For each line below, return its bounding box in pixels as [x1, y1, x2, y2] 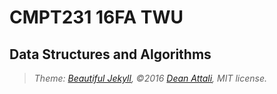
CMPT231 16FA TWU [9, 6, 184, 29]
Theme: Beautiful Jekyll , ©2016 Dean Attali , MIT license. [33, 72, 268, 84]
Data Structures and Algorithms [9, 46, 212, 63]
